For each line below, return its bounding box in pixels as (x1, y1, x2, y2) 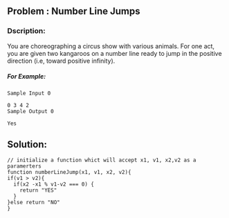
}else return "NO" (7, 199, 60, 206)
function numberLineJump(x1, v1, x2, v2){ (7, 169, 131, 176)
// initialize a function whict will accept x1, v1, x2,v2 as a (7, 157, 196, 164)
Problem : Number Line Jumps (7, 6, 140, 17)
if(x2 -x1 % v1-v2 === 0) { (13, 181, 95, 188)
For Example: (7, 72, 46, 81)
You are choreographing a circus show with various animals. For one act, (7, 41, 215, 50)
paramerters (7, 163, 42, 170)
